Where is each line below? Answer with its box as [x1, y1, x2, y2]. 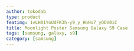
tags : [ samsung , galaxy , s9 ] [6, 30, 78, 36]
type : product [6, 14, 41, 20]
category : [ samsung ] [6, 36, 57, 42]
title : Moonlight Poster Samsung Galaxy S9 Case [6, 25, 128, 31]
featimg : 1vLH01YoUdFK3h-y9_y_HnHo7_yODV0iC [6, 19, 117, 25]
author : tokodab [6, 8, 46, 15]
